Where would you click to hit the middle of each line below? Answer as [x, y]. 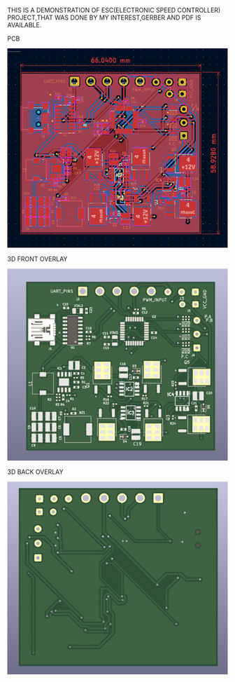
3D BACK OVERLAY [35, 472]
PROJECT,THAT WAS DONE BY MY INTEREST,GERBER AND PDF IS [104, 18]
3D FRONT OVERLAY [37, 259]
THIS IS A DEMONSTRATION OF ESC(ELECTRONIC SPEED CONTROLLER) [114, 10]
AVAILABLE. [24, 25]
